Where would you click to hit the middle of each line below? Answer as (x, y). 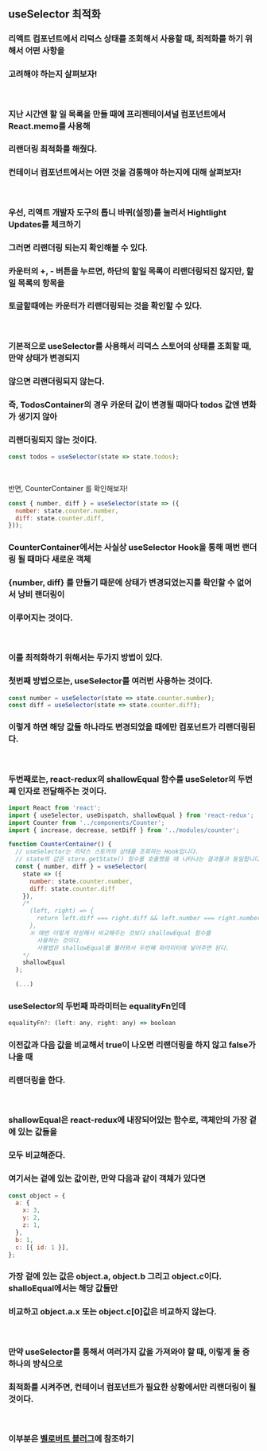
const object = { (37, 1196)
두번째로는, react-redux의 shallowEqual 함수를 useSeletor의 (122, 779)
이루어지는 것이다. (41, 618)
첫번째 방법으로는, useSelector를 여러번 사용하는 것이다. (110, 681)
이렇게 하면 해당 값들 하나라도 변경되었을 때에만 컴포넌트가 (112, 727)
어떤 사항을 (45, 51)
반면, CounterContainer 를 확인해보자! (68, 488)
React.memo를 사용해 (49, 126)
